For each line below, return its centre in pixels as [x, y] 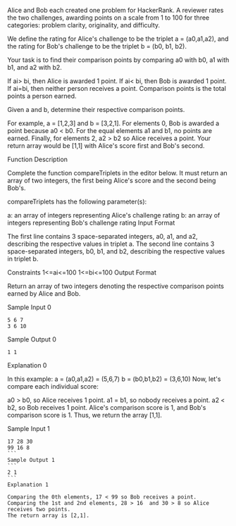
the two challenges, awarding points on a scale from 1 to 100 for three [108, 18]
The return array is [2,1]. [49, 515]
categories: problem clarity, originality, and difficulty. [84, 25]
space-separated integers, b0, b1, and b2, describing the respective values [116, 251]
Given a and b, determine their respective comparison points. [96, 109]
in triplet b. [23, 259]
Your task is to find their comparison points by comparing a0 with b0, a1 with [118, 60]
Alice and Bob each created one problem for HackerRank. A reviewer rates [116, 10]
